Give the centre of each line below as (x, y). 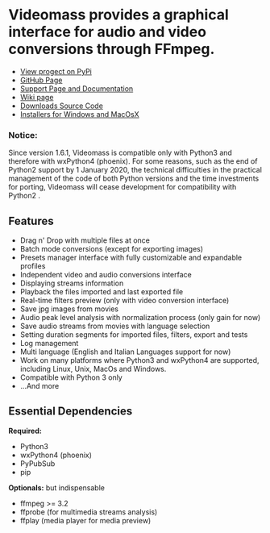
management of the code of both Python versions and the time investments (134, 178)
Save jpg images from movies (69, 309)
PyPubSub (37, 463)
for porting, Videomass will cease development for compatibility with (123, 187)
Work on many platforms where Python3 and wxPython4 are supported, (139, 360)
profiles (33, 266)
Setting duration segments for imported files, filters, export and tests (134, 335)
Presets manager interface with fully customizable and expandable (131, 258)
